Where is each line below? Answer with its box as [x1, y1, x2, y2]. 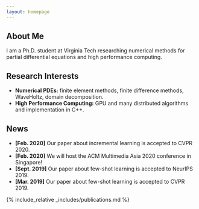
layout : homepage [6, 8, 50, 15]
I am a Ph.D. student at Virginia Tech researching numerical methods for [6, 47, 185, 54]
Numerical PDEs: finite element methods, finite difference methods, [14, 87, 184, 94]
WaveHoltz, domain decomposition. [14, 93, 104, 101]
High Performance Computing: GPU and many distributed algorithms [14, 100, 189, 107]
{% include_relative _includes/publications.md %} [6, 196, 130, 204]
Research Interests [6, 70, 79, 81]
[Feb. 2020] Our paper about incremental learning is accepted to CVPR [14, 140, 193, 147]
